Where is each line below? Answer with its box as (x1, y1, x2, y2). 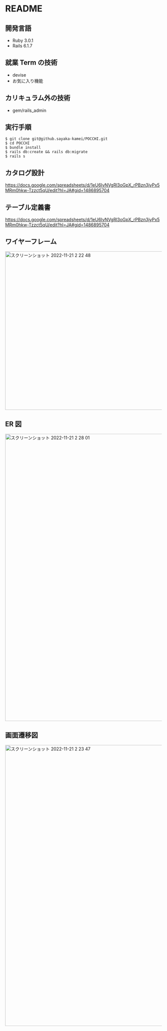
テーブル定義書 (5, 203, 51, 211)
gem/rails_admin (12, 107, 46, 113)
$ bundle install (5, 145, 41, 150)
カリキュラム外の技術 (5, 94, 71, 102)
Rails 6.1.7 (12, 43, 33, 49)
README (5, 3, 43, 14)
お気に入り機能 (12, 78, 43, 84)
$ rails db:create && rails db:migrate (5, 150, 88, 155)
